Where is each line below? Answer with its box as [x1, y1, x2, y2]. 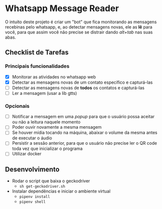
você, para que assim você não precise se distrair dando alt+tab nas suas [5, 29, 153, 35]
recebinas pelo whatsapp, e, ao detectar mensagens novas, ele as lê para [5, 24, 153, 30]
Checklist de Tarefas [5, 48, 69, 57]
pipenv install [19, 194, 50, 199]
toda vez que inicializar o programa [12, 146, 83, 151]
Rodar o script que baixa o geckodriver [12, 178, 90, 184]
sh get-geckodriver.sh [19, 184, 65, 189]
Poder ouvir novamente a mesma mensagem [12, 124, 102, 130]
